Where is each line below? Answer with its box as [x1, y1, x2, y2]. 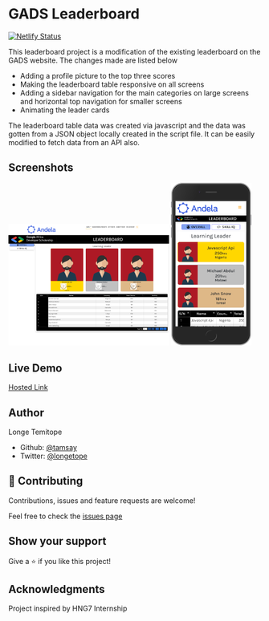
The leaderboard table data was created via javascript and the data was [8, 120, 247, 130]
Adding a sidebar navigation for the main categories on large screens [19, 87, 250, 97]
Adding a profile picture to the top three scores [19, 71, 176, 80]
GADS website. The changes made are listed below [8, 55, 178, 65]
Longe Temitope [8, 427, 63, 436]
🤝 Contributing [8, 474, 84, 488]
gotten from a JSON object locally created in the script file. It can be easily [8, 129, 255, 139]
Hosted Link [8, 383, 48, 392]
